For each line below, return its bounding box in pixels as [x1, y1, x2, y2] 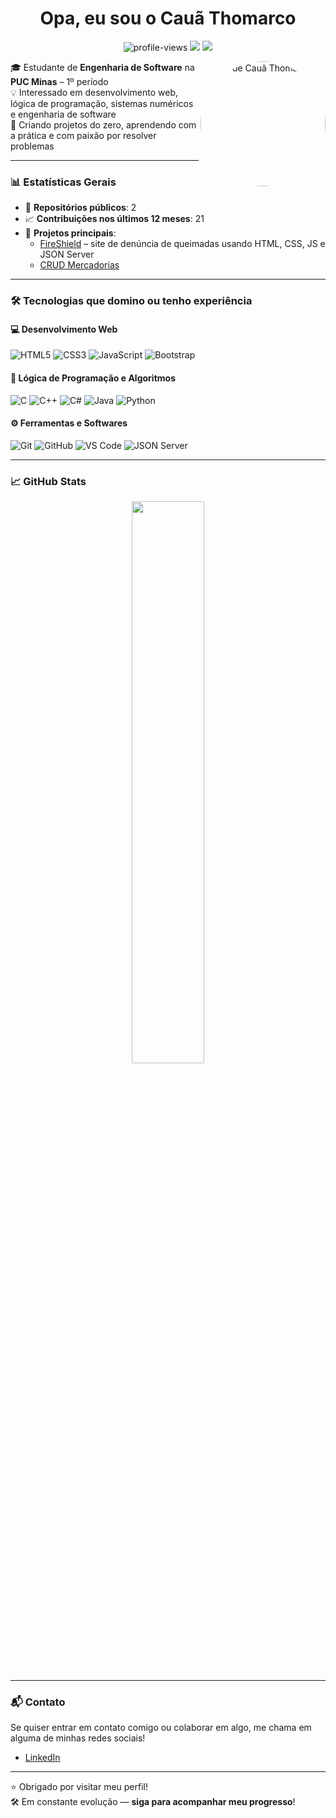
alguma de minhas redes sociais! [10, 1732, 146, 1744]
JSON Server [39, 248, 95, 261]
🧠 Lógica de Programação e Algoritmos [10, 372, 176, 384]
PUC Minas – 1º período [10, 75, 109, 87]
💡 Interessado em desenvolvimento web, [10, 86, 178, 98]
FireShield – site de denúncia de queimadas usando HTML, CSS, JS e [39, 238, 326, 250]
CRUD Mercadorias [39, 259, 120, 271]
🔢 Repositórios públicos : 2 [24, 202, 137, 214]
